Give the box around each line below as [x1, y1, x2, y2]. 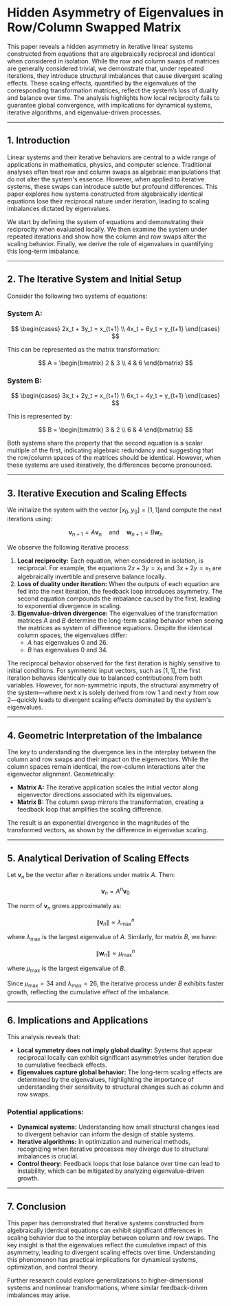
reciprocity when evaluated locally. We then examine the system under [7, 225, 208, 233]
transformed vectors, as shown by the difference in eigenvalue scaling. [7, 826, 208, 834]
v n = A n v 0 [100, 885, 131, 897]
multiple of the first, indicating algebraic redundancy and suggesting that [7, 446, 214, 454]
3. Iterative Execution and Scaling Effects [7, 488, 187, 499]
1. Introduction [7, 134, 70, 146]
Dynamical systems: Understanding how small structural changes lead [16, 1123, 220, 1132]
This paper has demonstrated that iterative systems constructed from [7, 1219, 204, 1227]
